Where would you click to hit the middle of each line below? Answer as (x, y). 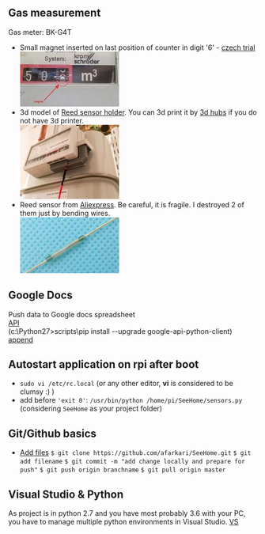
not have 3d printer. (52, 120)
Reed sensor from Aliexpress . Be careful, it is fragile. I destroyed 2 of (132, 204)
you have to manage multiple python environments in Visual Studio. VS (123, 522)
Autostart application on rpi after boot (104, 364)
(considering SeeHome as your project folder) (91, 409)
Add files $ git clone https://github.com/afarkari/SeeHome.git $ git (135, 453)
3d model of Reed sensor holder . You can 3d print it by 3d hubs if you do (138, 112)
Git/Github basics (53, 433)
